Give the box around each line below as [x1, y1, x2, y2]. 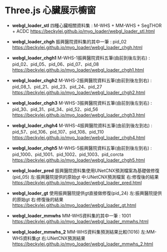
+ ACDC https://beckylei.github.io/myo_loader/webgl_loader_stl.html [12, 28, 155, 34]
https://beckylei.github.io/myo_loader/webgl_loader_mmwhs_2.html [12, 241, 154, 247]
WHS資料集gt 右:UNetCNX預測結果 [12, 235, 86, 241]
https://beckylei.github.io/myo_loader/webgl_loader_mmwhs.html [12, 218, 149, 224]
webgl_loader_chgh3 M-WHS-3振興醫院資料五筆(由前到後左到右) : [12, 100, 152, 106]
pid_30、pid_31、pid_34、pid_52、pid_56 [12, 106, 98, 112]
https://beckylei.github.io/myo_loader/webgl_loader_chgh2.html [12, 89, 145, 96]
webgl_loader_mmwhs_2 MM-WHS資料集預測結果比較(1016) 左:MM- [12, 229, 157, 235]
